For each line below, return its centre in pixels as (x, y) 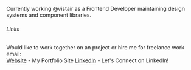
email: (14, 54)
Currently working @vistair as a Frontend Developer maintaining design (96, 9)
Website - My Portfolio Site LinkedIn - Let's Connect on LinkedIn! (88, 60)
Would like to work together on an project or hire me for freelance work (95, 48)
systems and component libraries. (49, 15)
